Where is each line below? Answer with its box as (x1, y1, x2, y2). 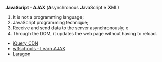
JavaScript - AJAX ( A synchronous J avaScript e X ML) (5, 5, 120, 10)
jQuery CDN (12, 40, 38, 46)
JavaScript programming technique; (12, 20, 89, 25)
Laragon (12, 51, 31, 57)
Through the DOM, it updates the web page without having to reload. (12, 30, 157, 36)
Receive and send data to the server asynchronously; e (12, 25, 129, 31)
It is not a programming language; (12, 14, 84, 20)
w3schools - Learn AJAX (12, 46, 65, 51)
